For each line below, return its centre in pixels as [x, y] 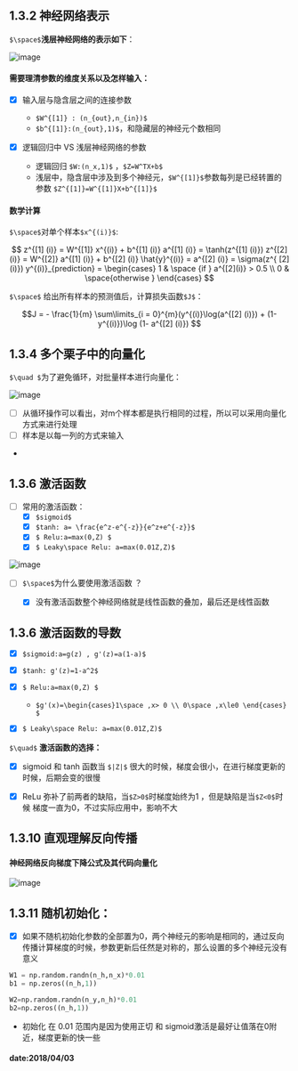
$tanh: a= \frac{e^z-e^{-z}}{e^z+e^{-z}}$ [115, 528]
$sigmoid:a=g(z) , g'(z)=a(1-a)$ [84, 654]
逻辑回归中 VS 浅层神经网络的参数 [84, 147]
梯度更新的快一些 [69, 1037]
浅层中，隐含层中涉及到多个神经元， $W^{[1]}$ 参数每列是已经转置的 [159, 177]
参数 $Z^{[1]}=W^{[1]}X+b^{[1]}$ [96, 189]
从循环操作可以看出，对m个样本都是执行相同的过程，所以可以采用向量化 [154, 413]
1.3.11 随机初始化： [60, 913]
